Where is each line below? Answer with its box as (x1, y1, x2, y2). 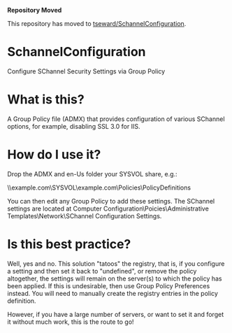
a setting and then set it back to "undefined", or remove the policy (7, 267, 197, 275)
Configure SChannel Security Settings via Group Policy (7, 66, 166, 76)
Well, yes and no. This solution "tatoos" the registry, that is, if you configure (7, 259, 225, 268)
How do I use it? (7, 147, 101, 163)
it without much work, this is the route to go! (7, 318, 134, 326)
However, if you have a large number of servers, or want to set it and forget (7, 310, 224, 318)
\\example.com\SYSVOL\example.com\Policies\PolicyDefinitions (7, 183, 191, 192)
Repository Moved (7, 6, 62, 14)
